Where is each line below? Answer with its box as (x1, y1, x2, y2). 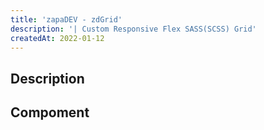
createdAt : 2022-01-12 (10, 33, 105, 43)
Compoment (10, 104, 90, 121)
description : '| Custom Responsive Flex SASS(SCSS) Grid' (10, 24, 257, 34)
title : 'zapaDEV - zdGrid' (10, 14, 123, 25)
